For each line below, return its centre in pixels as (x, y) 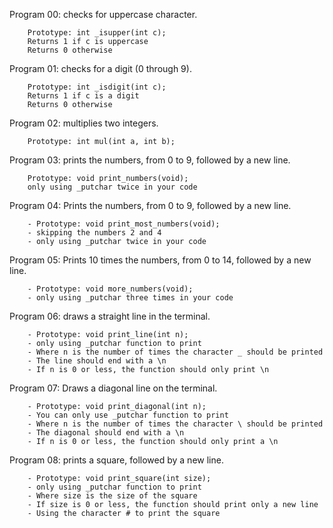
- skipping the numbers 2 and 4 (94, 233)
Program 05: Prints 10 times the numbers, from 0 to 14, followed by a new (160, 260)
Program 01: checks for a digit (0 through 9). (100, 68)
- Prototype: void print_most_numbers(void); (124, 224)
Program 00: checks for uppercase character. (103, 14)
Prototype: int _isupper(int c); (97, 33)
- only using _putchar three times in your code (130, 298)
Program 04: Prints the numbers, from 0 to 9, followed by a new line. (150, 205)
